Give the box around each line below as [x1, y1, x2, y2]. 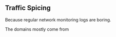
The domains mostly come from [5, 26, 69, 32]
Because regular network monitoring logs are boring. [5, 17, 111, 22]
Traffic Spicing [5, 4, 51, 12]
